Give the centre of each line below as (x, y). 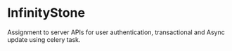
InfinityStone (46, 13)
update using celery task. (44, 39)
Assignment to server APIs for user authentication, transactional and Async (116, 32)
